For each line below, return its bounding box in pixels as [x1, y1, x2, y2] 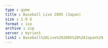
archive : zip [5, 26, 35, 31]
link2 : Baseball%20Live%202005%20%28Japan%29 [5, 35, 104, 40]
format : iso [5, 21, 32, 26]
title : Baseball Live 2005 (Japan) [5, 12, 81, 17]
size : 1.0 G [5, 16, 32, 21]
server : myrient [5, 30, 41, 35]
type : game [5, 7, 30, 12]
